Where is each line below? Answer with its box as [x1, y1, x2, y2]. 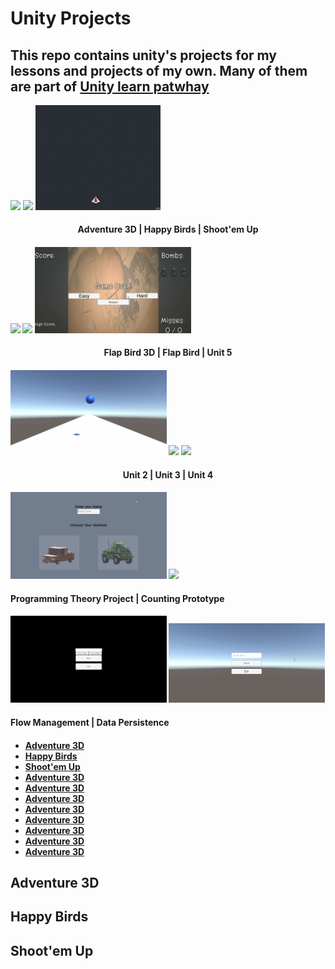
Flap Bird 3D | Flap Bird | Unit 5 [103, 347, 233, 359]
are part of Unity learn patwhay [10, 78, 210, 95]
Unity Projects [10, 7, 132, 30]
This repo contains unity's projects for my [10, 47, 278, 64]
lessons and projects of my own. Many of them [10, 62, 308, 79]
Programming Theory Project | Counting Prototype [10, 592, 225, 604]
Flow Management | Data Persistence [10, 717, 170, 729]
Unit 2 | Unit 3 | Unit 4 [122, 468, 214, 481]
